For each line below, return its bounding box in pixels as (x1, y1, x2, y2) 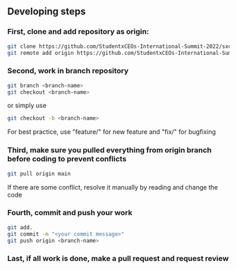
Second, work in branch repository (7, 66, 129, 76)
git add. (7, 223, 33, 231)
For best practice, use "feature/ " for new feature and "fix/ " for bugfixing (7, 128, 217, 136)
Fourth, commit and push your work (7, 208, 133, 218)
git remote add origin (7, 49, 74, 56)
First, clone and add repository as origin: (7, 27, 150, 37)
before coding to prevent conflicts (7, 154, 127, 164)
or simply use (7, 102, 47, 110)
